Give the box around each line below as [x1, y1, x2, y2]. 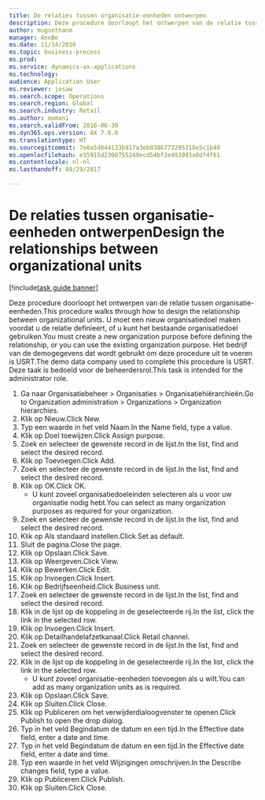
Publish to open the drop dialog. [20, 716, 124, 725]
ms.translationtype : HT [9, 136, 87, 144]
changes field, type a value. [20, 766, 111, 776]
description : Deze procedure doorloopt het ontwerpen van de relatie [9, 19, 242, 27]
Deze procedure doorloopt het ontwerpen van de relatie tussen [9, 297, 214, 308]
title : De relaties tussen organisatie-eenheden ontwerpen [9, 11, 207, 20]
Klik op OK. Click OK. [20, 480, 86, 490]
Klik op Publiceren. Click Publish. [20, 774, 125, 783]
